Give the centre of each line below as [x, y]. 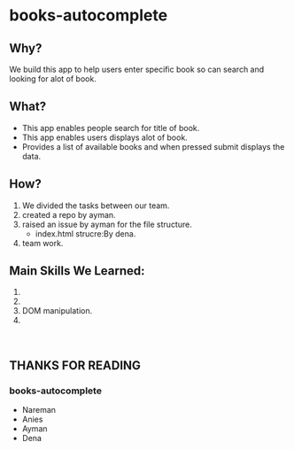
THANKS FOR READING [75, 365]
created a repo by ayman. [69, 214]
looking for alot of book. [53, 79]
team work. [43, 243]
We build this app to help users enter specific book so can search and [137, 69]
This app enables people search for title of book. [111, 128]
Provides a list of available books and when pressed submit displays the [153, 146]
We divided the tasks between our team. [96, 206]
